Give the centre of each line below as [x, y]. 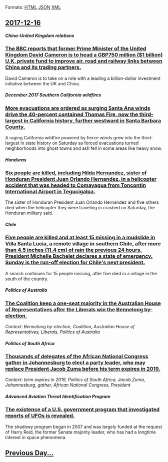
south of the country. [27, 279]
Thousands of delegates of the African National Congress [77, 357]
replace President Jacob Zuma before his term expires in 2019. [83, 369]
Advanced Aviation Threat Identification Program [58, 397]
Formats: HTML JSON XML [33, 7]
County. [15, 127]
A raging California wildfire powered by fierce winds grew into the [73, 138]
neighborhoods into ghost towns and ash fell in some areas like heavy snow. [84, 148]
